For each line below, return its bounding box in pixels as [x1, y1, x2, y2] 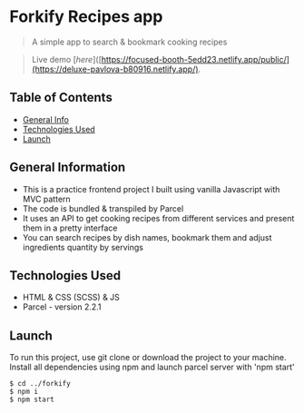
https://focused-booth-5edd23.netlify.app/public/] [101, 54, 290, 64]
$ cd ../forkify [9, 379, 71, 388]
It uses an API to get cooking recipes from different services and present [22, 212, 295, 223]
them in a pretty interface [22, 222, 118, 233]
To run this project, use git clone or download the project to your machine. [9, 352, 288, 363]
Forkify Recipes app [9, 6, 163, 27]
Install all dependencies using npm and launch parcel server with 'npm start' [9, 361, 295, 373]
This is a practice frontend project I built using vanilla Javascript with [22, 183, 280, 194]
